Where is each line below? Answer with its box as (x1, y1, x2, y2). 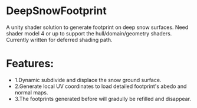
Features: (6, 57, 54, 70)
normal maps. (14, 89, 48, 96)
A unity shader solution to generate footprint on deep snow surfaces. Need (6, 24, 189, 31)
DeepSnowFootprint (6, 4, 107, 18)
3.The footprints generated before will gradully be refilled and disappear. (14, 95, 192, 102)
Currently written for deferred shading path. (6, 36, 113, 43)
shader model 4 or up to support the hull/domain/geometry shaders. (6, 30, 172, 37)
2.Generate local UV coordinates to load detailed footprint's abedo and (14, 83, 187, 90)
